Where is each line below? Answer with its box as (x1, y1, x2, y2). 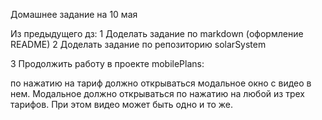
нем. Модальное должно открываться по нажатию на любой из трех (10, 88, 305, 99)
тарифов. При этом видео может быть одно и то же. (10, 99, 234, 110)
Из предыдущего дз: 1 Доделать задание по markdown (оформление (10, 28, 304, 39)
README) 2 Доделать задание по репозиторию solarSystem (10, 39, 267, 50)
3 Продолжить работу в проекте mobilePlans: (10, 58, 205, 69)
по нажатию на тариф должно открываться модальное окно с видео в (10, 77, 312, 89)
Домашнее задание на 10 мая (10, 9, 138, 20)
